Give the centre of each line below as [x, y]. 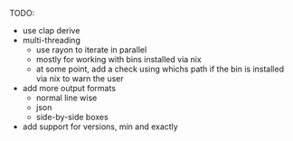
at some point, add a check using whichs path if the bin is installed [160, 69]
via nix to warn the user [80, 79]
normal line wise [66, 98]
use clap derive [51, 30]
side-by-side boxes [72, 117]
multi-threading [52, 40]
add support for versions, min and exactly [100, 127]
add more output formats [69, 88]
